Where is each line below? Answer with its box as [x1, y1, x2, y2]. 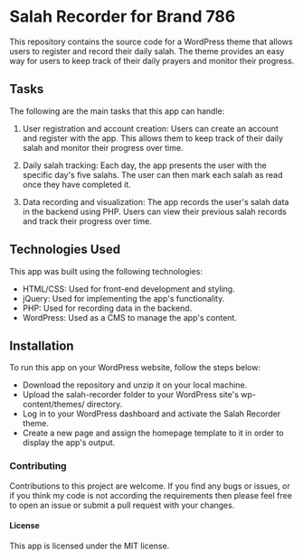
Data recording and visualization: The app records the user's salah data [22, 196, 289, 207]
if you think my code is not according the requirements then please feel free [9, 490, 292, 500]
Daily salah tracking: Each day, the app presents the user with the [22, 160, 267, 171]
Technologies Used [9, 242, 120, 257]
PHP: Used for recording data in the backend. [22, 303, 193, 313]
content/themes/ [22, 399, 85, 410]
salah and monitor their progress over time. [22, 142, 184, 153]
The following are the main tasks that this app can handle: [9, 106, 225, 117]
